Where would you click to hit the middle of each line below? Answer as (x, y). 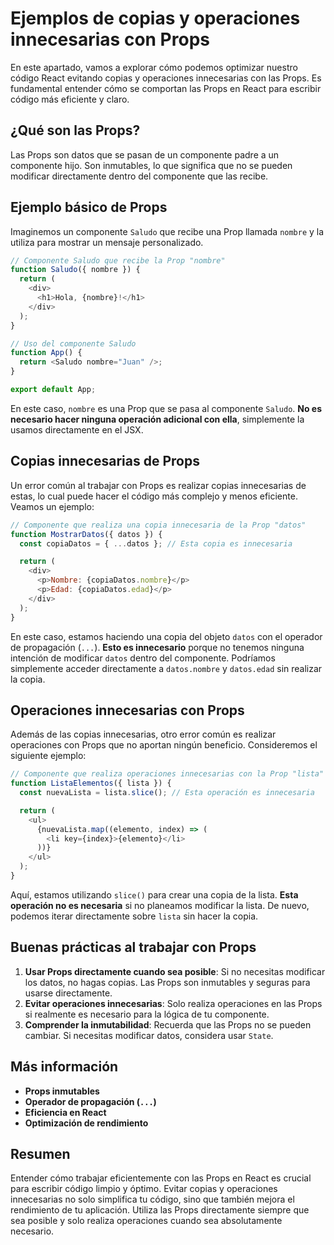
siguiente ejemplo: (48, 756)
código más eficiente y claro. (70, 99)
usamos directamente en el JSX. (77, 429)
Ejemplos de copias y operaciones (155, 18)
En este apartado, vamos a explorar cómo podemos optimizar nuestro (154, 67)
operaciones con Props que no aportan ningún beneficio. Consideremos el (164, 745)
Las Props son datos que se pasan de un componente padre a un (145, 154)
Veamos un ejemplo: (52, 506)
